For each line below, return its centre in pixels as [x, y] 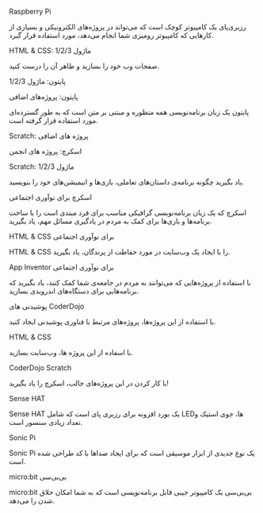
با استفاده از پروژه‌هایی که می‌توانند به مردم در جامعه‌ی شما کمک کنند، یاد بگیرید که [130, 282]
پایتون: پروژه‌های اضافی [44, 97]
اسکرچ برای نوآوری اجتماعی [51, 197]
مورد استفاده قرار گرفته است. [53, 121]
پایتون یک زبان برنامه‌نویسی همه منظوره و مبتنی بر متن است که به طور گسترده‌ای [129, 112]
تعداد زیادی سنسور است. [46, 422]
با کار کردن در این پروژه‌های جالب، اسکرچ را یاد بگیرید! [89, 383]
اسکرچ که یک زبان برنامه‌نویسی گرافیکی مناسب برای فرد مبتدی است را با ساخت [128, 212]
